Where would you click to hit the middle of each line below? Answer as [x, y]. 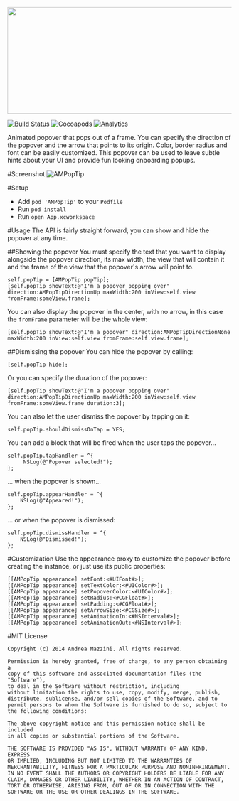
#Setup [18, 188]
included [20, 730]
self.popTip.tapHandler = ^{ [51, 456]
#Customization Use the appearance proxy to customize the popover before [119, 559]
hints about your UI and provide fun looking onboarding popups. [101, 160]
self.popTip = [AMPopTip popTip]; [59, 280]
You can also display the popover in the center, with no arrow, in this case [115, 312]
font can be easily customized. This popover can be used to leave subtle [114, 152]
